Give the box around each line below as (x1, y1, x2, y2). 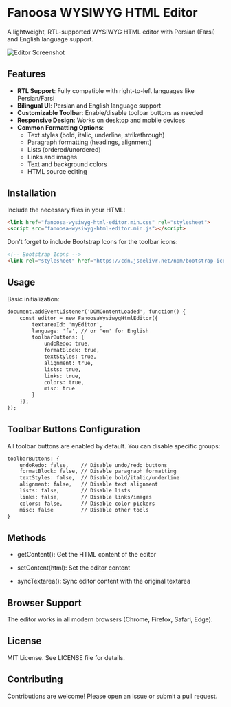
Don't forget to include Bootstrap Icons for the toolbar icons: (7, 238, 178, 246)
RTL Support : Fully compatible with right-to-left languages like (16, 86, 195, 94)
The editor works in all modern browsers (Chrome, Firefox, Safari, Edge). (7, 615, 213, 624)
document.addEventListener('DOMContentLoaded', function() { (7, 308, 186, 315)
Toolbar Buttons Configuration (7, 424, 141, 435)
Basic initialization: (7, 295, 60, 303)
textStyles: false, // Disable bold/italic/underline (19, 475, 180, 481)
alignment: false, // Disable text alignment (19, 481, 158, 488)
